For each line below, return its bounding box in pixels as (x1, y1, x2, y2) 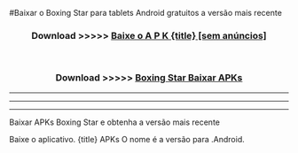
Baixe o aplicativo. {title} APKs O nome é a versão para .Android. (9, 134, 246, 144)
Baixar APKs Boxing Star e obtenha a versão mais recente (9, 117, 220, 127)
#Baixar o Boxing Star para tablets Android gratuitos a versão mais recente (9, 8, 282, 18)
